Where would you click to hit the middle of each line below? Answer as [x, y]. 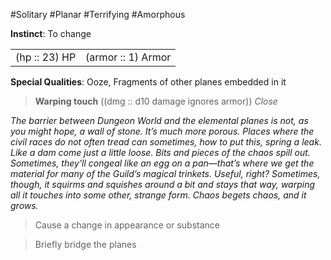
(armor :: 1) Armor [128, 57]
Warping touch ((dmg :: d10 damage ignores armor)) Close [156, 101]
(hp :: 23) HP [46, 57]
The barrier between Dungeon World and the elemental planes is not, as [159, 120]
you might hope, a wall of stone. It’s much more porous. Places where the [162, 131]
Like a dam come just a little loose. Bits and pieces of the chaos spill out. [160, 152]
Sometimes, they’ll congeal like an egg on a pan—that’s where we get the [162, 163]
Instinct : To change [51, 33]
